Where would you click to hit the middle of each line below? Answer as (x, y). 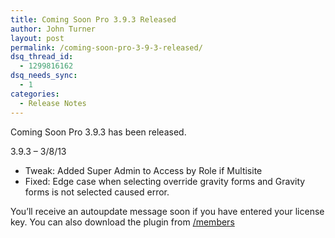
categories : (35, 94)
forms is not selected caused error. (97, 192)
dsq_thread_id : (42, 57)
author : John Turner (53, 29)
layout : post (37, 38)
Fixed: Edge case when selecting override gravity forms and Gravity (165, 181)
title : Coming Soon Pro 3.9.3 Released (93, 19)
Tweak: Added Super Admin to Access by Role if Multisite (143, 170)
